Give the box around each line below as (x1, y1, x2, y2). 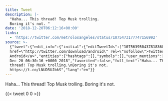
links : (5, 30, 19, 35)
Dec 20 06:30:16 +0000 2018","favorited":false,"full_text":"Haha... (9, 58, 157, 63)
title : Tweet (5, 7, 32, 12)
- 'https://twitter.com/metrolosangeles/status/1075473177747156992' (9, 35, 157, 40)
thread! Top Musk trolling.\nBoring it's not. (9, 63, 108, 68)
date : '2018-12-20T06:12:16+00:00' (5, 26, 79, 31)
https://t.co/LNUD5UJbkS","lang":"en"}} (9, 68, 95, 73)
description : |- (5, 12, 39, 17)
